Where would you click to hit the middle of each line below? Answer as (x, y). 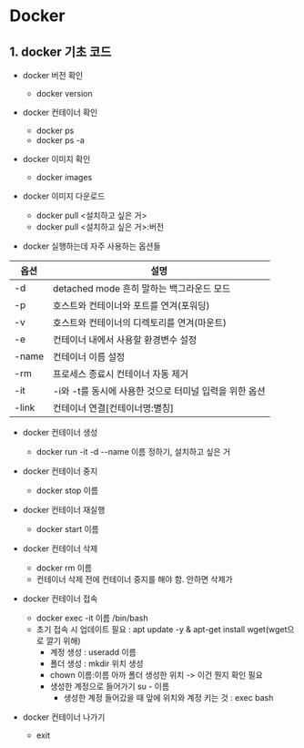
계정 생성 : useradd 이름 (93, 652)
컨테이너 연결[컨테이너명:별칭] (114, 408)
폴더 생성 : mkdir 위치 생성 (96, 663)
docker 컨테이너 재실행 (64, 510)
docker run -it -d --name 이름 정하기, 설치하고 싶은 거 (133, 451)
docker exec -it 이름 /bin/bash (92, 618)
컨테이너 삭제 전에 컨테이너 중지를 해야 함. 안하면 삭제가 (135, 579)
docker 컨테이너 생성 (60, 432)
